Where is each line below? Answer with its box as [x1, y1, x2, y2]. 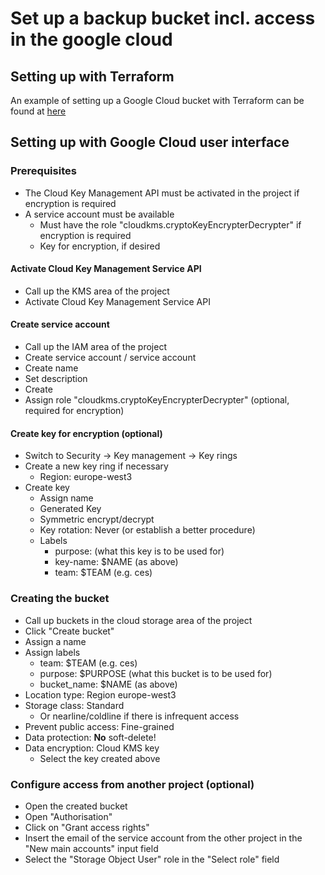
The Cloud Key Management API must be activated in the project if [24, 187, 300, 199]
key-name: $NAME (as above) [54, 556, 179, 568]
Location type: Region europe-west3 [24, 688, 177, 701]
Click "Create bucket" [24, 625, 115, 637]
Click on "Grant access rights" [24, 821, 150, 833]
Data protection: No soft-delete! [24, 731, 157, 743]
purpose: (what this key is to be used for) [54, 545, 225, 557]
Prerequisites [10, 164, 77, 178]
